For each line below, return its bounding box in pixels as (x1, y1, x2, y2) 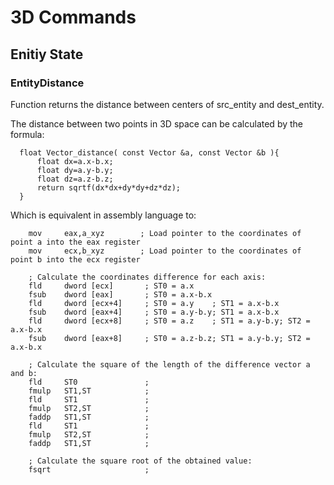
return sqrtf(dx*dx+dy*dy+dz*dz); (36, 182, 182, 193)
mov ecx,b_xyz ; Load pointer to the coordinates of (28, 246, 302, 256)
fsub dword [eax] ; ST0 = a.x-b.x (28, 289, 213, 300)
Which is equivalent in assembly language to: (10, 209, 197, 221)
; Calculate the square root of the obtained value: (28, 456, 253, 466)
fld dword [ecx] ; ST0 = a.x (28, 281, 195, 291)
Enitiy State (10, 46, 84, 63)
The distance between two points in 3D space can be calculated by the (10, 117, 304, 130)
